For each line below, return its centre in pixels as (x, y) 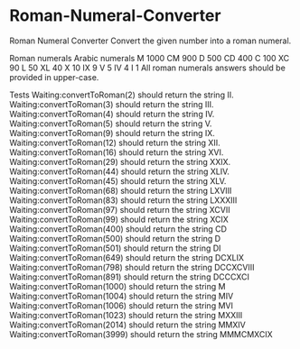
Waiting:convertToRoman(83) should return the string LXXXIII (123, 200)
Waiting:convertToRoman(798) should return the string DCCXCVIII (132, 267)
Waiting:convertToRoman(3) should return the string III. (112, 104)
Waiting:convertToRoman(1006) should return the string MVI (121, 305)
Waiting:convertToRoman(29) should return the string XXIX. (120, 161)
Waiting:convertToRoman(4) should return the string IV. (112, 114)
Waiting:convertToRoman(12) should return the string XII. (115, 142)
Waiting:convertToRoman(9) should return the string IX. (112, 133)
